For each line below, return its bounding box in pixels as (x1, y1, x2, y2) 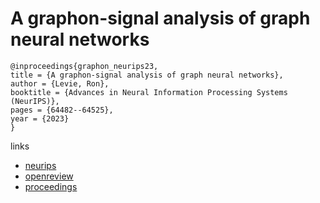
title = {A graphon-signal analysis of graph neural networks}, (10, 70, 284, 80)
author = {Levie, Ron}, (10, 78, 110, 89)
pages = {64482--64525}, (10, 105, 114, 115)
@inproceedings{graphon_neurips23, (10, 61, 159, 71)
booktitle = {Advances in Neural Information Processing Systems (10, 87, 288, 97)
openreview (24, 170, 74, 182)
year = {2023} (10, 113, 70, 124)
